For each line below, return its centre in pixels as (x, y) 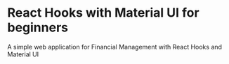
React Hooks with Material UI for (103, 13)
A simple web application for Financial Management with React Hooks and (115, 47)
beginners (38, 27)
